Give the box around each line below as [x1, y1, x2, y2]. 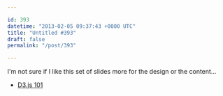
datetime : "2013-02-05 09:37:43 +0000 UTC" [7, 22, 136, 30]
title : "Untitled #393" [7, 29, 77, 36]
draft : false [7, 35, 45, 42]
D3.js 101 [17, 81, 43, 89]
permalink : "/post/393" [7, 42, 77, 49]
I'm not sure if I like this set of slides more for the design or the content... [7, 67, 217, 76]
